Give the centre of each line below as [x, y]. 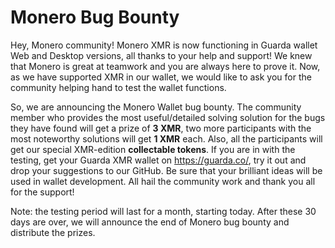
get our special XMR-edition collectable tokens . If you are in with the [153, 149]
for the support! [42, 192]
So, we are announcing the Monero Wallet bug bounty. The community [156, 107]
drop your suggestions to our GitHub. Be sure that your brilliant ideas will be [166, 170]
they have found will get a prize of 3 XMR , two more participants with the [161, 128]
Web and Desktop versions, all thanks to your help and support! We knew [161, 55]
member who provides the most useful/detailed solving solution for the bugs [168, 117]
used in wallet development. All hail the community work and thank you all [163, 181]
